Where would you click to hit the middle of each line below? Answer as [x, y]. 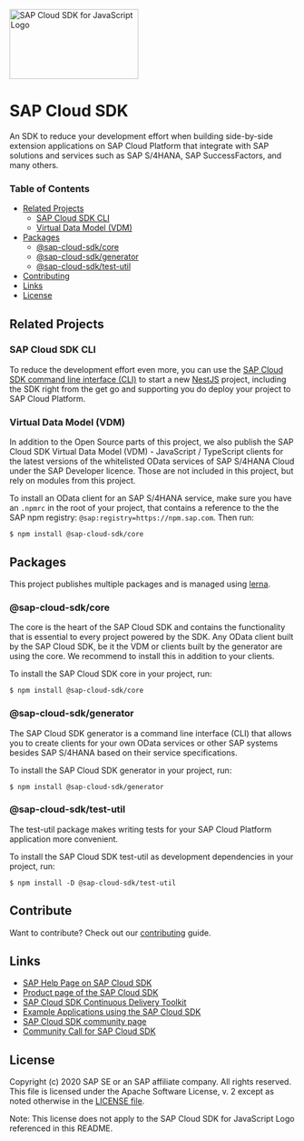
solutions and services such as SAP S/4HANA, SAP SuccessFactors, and [146, 155]
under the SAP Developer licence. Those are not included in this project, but [152, 471]
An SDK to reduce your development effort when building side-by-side [142, 135]
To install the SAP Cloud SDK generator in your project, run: [121, 770]
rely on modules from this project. [73, 481]
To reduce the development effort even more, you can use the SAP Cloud [147, 369]
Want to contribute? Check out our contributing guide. [110, 933]
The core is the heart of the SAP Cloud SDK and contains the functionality [147, 627]
